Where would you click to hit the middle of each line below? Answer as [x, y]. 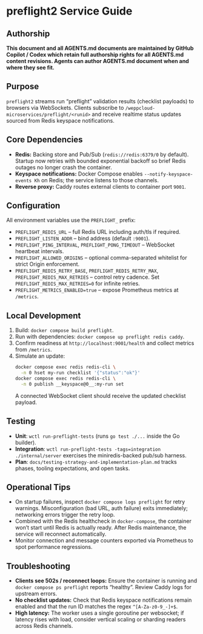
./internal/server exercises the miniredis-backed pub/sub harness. [101, 455]
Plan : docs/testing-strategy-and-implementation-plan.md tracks [96, 462]
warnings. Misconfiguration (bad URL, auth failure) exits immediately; [101, 508]
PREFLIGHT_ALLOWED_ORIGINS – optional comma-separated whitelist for [101, 258]
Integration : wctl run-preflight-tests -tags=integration [88, 449]
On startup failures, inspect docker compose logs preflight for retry [100, 502]
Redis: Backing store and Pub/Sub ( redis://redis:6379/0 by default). [102, 154]
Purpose [23, 87]
